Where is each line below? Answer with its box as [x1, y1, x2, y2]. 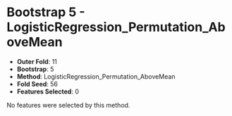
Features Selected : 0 [16, 87, 79, 96]
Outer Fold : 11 [16, 57, 58, 65]
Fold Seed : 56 [16, 79, 58, 88]
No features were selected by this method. [6, 101, 130, 109]
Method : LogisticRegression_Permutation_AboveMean [16, 72, 176, 81]
